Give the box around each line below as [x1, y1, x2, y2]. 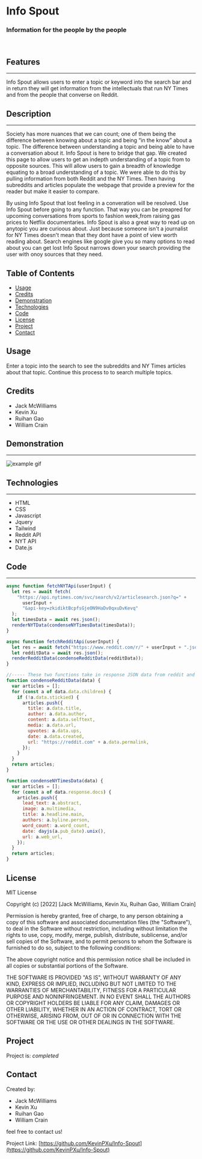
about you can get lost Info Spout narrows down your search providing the [6, 244, 191, 252]
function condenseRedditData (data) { [6, 678, 101, 684]
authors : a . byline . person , [22, 817, 90, 823]
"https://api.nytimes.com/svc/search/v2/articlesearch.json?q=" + [17, 594, 187, 600]
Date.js [14, 544, 33, 551]
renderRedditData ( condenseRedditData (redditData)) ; [11, 655, 144, 661]
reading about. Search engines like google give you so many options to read [6, 238, 195, 245]
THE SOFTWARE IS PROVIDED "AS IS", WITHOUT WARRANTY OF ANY [6, 974, 182, 981]
